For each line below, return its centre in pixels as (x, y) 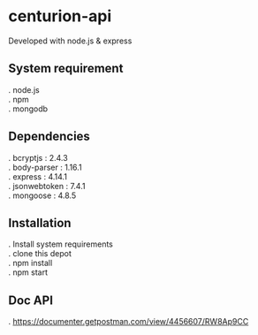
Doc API (31, 300)
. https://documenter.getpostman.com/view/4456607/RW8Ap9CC (129, 322)
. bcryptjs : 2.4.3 (38, 157)
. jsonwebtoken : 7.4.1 (47, 186)
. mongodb (28, 109)
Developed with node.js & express (70, 41)
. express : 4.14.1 (38, 176)
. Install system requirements (61, 244)
